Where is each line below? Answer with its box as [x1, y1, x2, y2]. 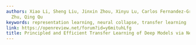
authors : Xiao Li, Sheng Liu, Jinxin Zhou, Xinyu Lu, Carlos [6, 8, 158, 15]
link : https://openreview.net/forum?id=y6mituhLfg [6, 25, 132, 31]
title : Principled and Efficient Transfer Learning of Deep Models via [6, 30, 184, 36]
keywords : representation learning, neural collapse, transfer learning [6, 19, 187, 25]
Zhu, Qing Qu [11, 14, 43, 20]
